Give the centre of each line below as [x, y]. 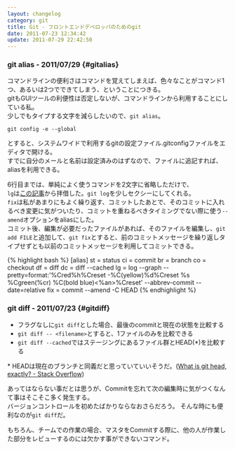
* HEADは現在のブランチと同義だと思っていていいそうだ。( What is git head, [117, 366]
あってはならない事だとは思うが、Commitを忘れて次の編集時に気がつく [110, 388]
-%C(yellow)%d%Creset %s [149, 275]
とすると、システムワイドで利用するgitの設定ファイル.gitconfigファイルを [113, 143]
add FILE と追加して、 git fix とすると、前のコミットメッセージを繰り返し [113, 237]
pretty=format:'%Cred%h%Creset [57, 275]
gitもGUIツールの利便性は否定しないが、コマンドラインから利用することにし [117, 99]
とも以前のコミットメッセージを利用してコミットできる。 [114, 246]
